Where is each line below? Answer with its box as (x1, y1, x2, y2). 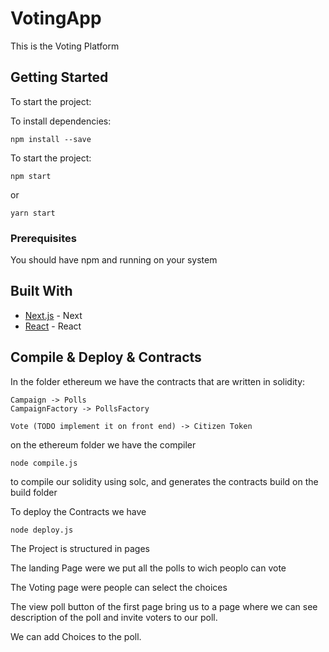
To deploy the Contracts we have (10, 505, 147, 517)
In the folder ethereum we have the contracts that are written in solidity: (10, 375, 306, 387)
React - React (24, 320, 82, 332)
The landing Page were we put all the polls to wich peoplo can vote (10, 562, 287, 574)
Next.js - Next (24, 309, 83, 321)
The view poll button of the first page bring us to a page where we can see (10, 600, 318, 612)
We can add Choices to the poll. (10, 630, 142, 642)
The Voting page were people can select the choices (10, 581, 228, 593)
